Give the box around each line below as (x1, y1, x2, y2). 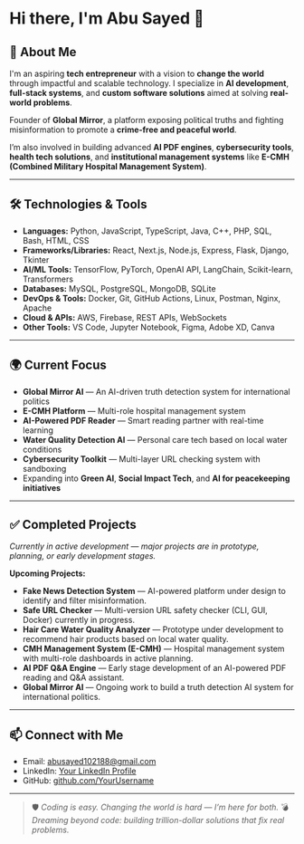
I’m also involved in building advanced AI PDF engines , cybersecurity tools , (9, 142, 294, 152)
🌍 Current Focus (9, 358, 107, 373)
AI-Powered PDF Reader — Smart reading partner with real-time (22, 415, 264, 426)
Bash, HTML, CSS (22, 235, 90, 245)
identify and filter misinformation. (22, 595, 147, 606)
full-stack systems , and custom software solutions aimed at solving (9, 88, 269, 98)
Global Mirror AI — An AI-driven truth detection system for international (22, 386, 291, 397)
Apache (22, 302, 52, 313)
